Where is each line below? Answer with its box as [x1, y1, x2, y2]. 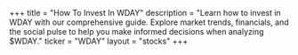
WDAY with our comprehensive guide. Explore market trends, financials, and [9, 17, 289, 27]
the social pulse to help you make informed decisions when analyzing [9, 27, 264, 36]
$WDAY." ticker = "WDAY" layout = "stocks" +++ [9, 35, 189, 46]
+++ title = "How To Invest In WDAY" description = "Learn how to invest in [9, 8, 282, 18]
